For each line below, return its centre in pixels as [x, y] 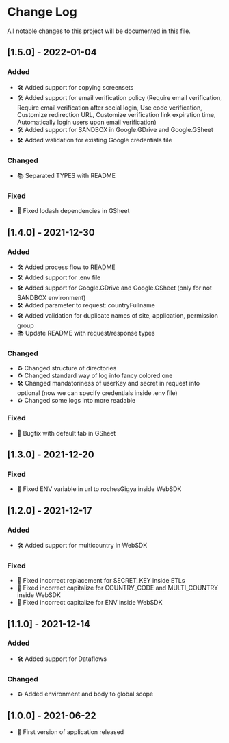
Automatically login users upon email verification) [87, 122]
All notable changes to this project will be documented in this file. [99, 31]
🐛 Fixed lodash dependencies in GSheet [73, 211]
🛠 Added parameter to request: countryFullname [86, 305]
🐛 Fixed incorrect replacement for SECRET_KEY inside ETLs [101, 581]
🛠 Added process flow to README [66, 267]
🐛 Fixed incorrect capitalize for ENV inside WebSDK [90, 603]
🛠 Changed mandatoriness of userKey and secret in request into [108, 383]
